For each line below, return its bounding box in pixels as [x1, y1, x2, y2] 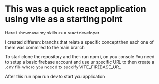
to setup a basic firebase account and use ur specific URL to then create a [5, 59, 155, 65]
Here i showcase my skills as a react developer [5, 30, 99, 35]
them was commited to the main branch [5, 44, 85, 50]
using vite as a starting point [5, 14, 123, 25]
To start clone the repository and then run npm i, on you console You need [5, 53, 155, 59]
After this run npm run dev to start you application [5, 73, 105, 79]
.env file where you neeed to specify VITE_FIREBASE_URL [5, 64, 121, 70]
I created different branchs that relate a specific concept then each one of [5, 39, 154, 45]
